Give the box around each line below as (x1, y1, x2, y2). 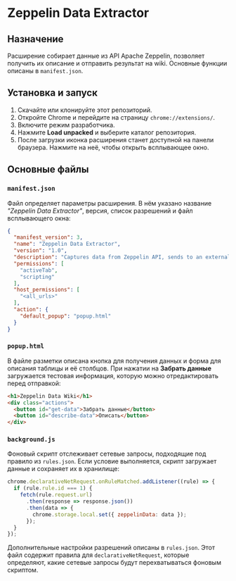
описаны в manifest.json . (7, 67, 84, 75)
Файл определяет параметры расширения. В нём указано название (7, 199, 212, 207)
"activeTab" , (20, 266, 58, 274)
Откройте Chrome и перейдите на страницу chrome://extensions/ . (17, 113, 216, 121)
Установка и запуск (7, 87, 98, 99)
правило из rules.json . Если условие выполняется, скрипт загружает (7, 457, 217, 466)
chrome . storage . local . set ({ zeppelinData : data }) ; (32, 511, 188, 518)
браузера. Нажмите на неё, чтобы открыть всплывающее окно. (17, 143, 209, 151)
